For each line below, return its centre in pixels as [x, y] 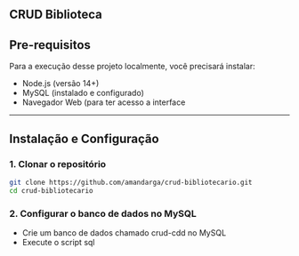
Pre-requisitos [50, 45]
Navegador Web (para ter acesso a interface [104, 102]
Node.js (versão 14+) [61, 84]
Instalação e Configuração [84, 138]
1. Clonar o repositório [58, 164]
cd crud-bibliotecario [51, 190]
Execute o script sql [58, 242]
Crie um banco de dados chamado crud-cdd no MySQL [124, 232]
